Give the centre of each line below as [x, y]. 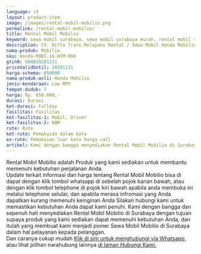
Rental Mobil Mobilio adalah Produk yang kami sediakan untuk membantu [97, 162]
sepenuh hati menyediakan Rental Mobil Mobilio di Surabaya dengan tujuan [99, 213]
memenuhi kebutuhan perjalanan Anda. [55, 169]
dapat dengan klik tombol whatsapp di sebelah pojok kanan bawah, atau [95, 181]
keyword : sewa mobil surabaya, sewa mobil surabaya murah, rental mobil [99, 39]
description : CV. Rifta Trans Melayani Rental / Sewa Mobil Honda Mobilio [101, 45]
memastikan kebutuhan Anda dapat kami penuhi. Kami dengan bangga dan [99, 206]
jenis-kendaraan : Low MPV [38, 84]
